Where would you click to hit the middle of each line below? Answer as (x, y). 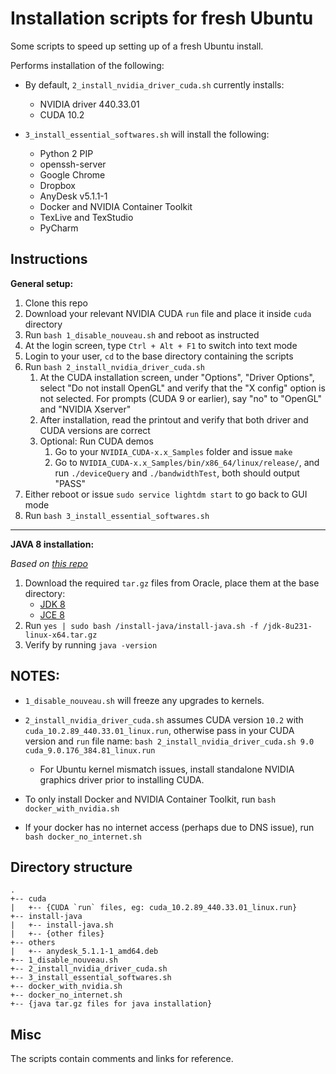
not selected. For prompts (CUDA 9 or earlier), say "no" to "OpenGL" (180, 398)
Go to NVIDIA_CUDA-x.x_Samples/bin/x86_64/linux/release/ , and (187, 462)
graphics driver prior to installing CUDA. (122, 779)
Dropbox (57, 185)
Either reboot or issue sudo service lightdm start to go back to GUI (166, 494)
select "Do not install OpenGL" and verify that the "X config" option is (182, 388)
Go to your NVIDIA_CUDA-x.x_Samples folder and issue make (173, 451)
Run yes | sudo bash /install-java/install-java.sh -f (141, 625)
